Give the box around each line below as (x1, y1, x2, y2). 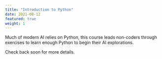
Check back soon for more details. (5, 49, 75, 55)
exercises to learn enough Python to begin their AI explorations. (5, 40, 134, 46)
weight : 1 (5, 21, 26, 26)
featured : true (5, 16, 36, 21)
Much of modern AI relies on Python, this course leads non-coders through (5, 34, 157, 40)
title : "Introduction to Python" (5, 7, 74, 12)
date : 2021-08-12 (5, 12, 41, 17)
